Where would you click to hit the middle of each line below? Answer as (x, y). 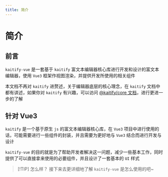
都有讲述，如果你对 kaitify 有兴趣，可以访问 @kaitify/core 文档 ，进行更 (80, 92)
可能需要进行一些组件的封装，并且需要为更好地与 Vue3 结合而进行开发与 (88, 135)
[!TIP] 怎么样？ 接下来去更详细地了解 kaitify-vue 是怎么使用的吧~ (86, 169)
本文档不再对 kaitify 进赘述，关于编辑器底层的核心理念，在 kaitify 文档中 (83, 86)
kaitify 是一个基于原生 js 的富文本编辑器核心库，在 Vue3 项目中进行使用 (80, 129)
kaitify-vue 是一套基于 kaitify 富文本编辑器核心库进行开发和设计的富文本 (82, 69)
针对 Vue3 (21, 116)
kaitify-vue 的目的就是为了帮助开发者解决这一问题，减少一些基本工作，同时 (84, 152)
